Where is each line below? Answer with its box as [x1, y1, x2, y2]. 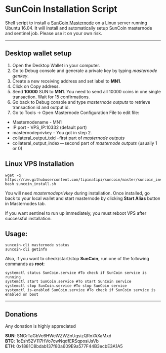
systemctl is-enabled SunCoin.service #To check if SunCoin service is [5, 288, 156, 293]
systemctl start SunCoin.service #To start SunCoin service [5, 279, 132, 284]
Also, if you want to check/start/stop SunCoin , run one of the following [5, 256, 150, 262]
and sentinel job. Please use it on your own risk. [5, 30, 102, 36]
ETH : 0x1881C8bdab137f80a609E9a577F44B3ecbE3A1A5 [5, 343, 123, 349]
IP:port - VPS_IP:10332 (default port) [12, 124, 87, 130]
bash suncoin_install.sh [5, 181, 56, 186]
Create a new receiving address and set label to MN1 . [12, 78, 122, 84]
